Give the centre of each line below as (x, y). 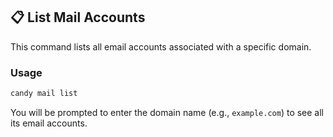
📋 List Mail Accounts (78, 17)
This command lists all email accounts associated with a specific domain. (161, 46)
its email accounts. (49, 123)
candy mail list (44, 94)
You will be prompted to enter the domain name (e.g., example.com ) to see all (167, 112)
